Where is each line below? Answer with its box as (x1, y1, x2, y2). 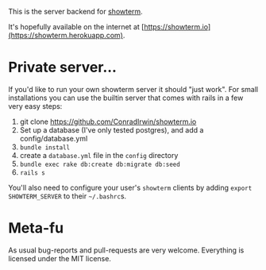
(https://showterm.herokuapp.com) (8, 31, 123, 40)
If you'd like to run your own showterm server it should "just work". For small (8, 84, 259, 94)
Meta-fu (8, 219, 64, 237)
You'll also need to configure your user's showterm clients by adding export (8, 183, 253, 192)
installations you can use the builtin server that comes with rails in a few (8, 93, 244, 102)
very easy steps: (8, 101, 63, 110)
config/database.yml (19, 133, 88, 143)
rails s (19, 168, 45, 177)
